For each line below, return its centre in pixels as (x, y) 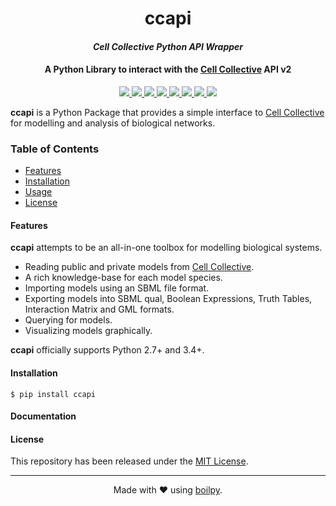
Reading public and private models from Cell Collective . (139, 267)
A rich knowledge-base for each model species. (123, 278)
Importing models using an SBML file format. (117, 288)
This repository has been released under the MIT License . (129, 461)
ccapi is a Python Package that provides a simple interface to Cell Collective (167, 112)
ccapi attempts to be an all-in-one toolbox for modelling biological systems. (166, 248)
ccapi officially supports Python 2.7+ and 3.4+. (107, 350)
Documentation (43, 416)
